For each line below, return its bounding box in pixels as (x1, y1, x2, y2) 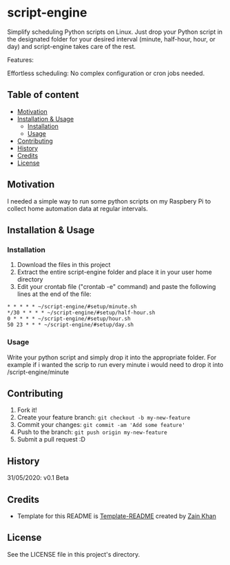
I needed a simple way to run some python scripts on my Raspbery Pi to (7, 197, 211, 205)
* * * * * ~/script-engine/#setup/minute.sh (7, 304, 137, 310)
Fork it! (17, 406, 38, 415)
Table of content (7, 89, 79, 101)
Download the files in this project (17, 261, 111, 269)
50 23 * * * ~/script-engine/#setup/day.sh (7, 321, 134, 328)
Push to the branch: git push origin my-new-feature (17, 428, 167, 436)
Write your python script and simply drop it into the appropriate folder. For (7, 353, 217, 361)
